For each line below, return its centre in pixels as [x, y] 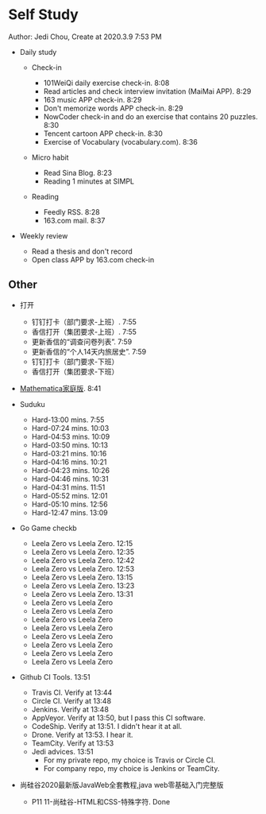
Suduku [32, 404]
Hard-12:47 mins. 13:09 [70, 512]
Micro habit [50, 157]
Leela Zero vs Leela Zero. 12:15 [82, 543]
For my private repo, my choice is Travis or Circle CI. [129, 760]
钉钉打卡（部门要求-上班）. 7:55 [84, 322]
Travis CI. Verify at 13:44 [72, 692]
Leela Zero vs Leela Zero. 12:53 [83, 568]
